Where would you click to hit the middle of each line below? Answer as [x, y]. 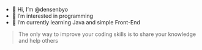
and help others [38, 41]
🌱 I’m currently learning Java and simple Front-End [76, 22]
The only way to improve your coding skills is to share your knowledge [107, 34]
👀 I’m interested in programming [53, 16]
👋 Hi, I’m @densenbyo [40, 9]
